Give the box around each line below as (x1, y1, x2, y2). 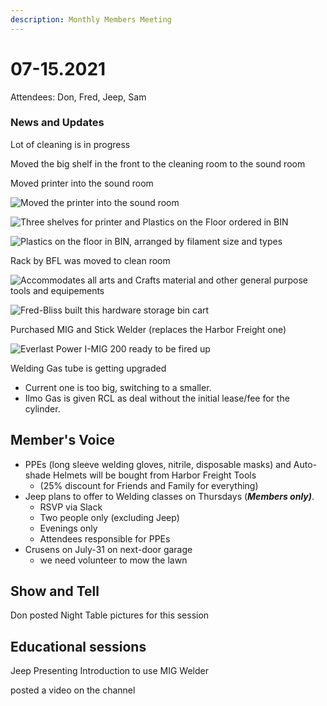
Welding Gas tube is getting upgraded (10, 362, 167, 374)
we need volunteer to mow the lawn (39, 554, 188, 566)
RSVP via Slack (39, 501, 103, 513)
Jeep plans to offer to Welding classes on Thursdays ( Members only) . (24, 490, 315, 502)
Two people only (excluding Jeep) (39, 511, 180, 523)
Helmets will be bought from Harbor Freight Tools (52, 469, 257, 481)
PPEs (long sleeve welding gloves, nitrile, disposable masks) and (24, 458, 292, 470)
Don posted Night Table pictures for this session (10, 609, 210, 621)
